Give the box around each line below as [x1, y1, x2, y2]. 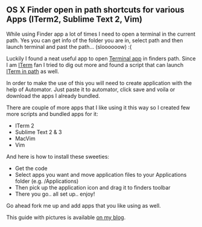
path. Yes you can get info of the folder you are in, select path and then [6, 36, 183, 44]
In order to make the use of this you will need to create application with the [6, 79, 192, 86]
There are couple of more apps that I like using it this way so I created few [6, 104, 191, 111]
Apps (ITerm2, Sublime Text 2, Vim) [6, 14, 143, 25]
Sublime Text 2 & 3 [14, 128, 62, 135]
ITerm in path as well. [6, 68, 59, 75]
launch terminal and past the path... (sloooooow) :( [6, 43, 132, 50]
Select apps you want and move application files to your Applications [14, 171, 187, 178]
